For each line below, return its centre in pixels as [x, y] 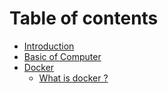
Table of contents [84, 18]
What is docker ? [73, 78]
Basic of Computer [62, 56]
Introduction [49, 46]
